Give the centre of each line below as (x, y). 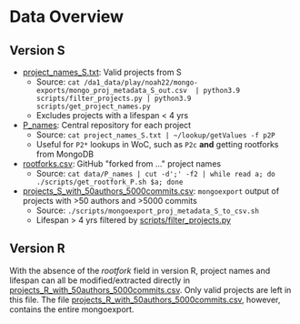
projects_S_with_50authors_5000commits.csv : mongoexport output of (151, 191)
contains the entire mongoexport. (72, 309)
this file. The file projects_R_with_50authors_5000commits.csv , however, (145, 299)
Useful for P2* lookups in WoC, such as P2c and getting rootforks (157, 144)
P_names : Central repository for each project (107, 125)
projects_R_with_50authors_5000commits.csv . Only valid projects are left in (150, 289)
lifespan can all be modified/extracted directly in (100, 280)
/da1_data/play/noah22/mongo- (141, 83)
